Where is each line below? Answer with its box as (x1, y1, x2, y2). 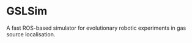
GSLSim (6, 4, 48, 18)
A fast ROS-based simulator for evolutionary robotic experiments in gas (6, 24, 186, 31)
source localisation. (6, 30, 56, 38)
